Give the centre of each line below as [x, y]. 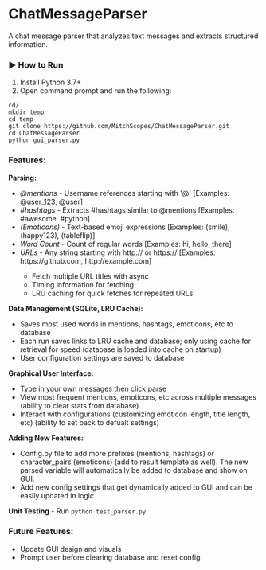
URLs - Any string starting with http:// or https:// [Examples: [117, 252]
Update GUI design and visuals [70, 549]
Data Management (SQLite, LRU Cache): [76, 308]
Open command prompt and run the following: [96, 91]
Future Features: [41, 532]
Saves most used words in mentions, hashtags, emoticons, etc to [126, 324]
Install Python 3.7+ [51, 82]
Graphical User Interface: [51, 373]
